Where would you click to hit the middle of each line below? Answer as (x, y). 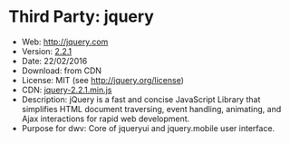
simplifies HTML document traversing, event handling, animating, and (151, 109)
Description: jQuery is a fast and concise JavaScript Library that (141, 99)
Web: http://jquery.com (65, 42)
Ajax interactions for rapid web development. (106, 119)
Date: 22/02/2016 (54, 61)
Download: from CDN (61, 71)
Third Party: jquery (82, 17)
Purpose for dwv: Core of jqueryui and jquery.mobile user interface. (148, 128)
